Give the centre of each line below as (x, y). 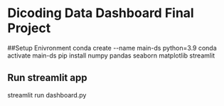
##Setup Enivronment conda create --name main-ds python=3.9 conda (112, 48)
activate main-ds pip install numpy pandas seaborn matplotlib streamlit (111, 55)
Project (29, 28)
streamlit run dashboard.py (47, 95)
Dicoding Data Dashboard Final (101, 13)
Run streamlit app (47, 78)
